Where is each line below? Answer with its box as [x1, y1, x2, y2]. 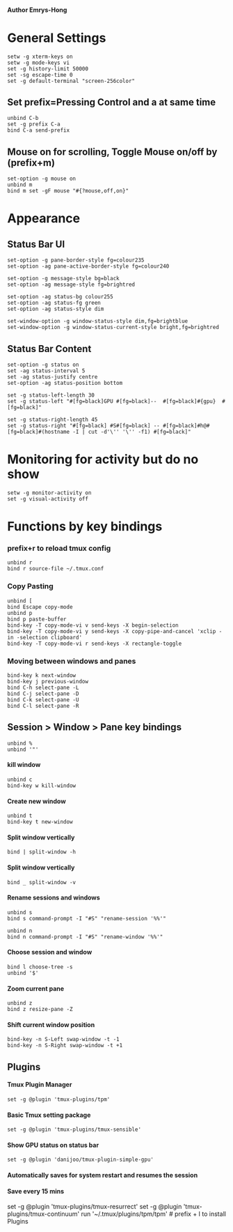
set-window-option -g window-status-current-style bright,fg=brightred [7, 324, 219, 331]
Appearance [7, 211, 81, 227]
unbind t [7, 812, 33, 819]
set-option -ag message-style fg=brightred [7, 281, 136, 289]
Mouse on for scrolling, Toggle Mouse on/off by [7, 146, 218, 158]
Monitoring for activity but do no [7, 452, 199, 467]
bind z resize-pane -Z [7, 1006, 73, 1013]
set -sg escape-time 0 [7, 71, 73, 78]
